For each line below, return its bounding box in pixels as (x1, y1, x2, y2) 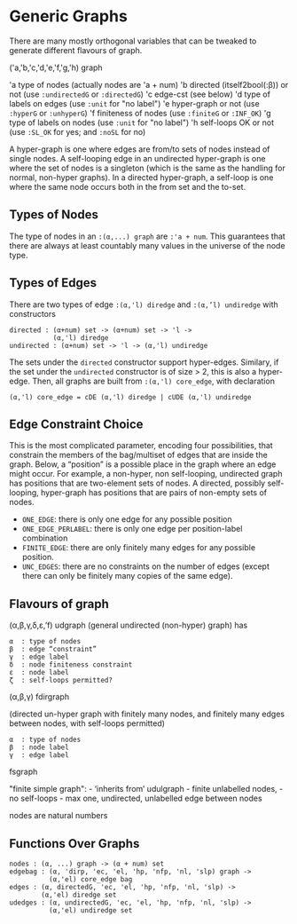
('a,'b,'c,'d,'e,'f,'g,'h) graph (9, 62, 104, 73)
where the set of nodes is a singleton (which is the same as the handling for (9, 162, 285, 173)
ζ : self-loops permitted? (9, 676, 113, 685)
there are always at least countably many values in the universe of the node (9, 240, 285, 250)
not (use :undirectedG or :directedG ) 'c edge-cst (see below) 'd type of (9, 89, 270, 99)
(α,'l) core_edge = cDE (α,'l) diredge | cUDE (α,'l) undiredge (9, 392, 252, 401)
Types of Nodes (9, 207, 99, 223)
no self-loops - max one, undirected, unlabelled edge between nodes (9, 793, 263, 804)
